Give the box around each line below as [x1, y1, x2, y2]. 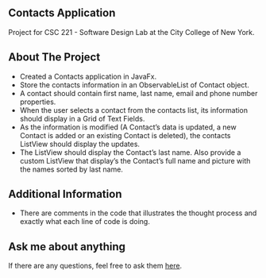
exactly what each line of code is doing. [19, 217, 151, 226]
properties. [19, 97, 56, 106]
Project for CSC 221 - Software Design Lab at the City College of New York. [8, 27, 255, 37]
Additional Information [8, 187, 122, 201]
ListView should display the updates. [19, 139, 141, 149]
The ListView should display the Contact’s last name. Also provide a [19, 147, 241, 157]
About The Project [8, 51, 101, 64]
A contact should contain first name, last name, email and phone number [19, 88, 258, 98]
